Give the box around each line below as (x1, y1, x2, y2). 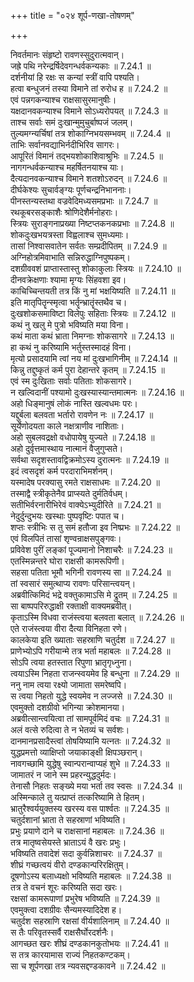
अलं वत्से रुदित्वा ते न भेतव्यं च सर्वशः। (10, 724, 130, 735)
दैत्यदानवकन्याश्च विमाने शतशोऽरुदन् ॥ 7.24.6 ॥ (10, 173, 168, 184)
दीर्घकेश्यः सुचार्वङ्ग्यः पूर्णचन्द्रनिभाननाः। (10, 184, 132, 195)
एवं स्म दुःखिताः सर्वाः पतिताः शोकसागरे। (10, 375, 133, 387)
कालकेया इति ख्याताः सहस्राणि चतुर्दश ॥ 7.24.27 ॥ (10, 634, 175, 645)
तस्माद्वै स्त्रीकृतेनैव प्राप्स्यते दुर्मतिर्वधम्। (10, 488, 129, 499)
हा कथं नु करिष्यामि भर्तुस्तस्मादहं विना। (10, 341, 132, 353)
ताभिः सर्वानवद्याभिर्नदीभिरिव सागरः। (10, 139, 120, 150)
